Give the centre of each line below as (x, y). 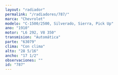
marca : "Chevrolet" (25, 19)
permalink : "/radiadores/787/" (37, 14)
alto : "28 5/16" (22, 51)
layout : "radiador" (25, 10)
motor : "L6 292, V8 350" (31, 33)
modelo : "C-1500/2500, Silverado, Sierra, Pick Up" (59, 23)
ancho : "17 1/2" (22, 56)
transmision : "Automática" (33, 37)
